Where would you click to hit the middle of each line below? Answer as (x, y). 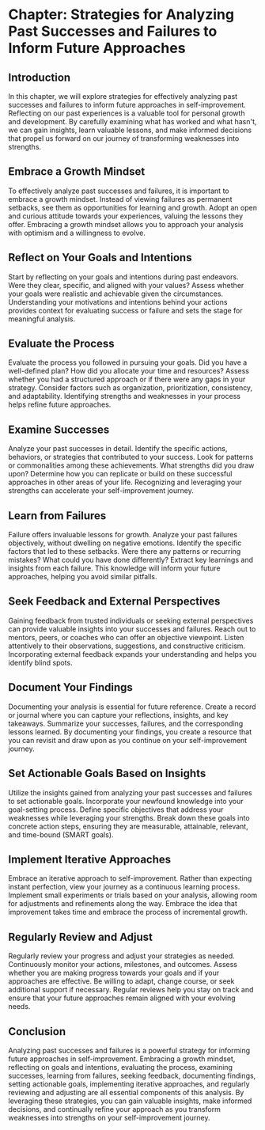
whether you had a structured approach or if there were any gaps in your (127, 379)
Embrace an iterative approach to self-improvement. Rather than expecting (130, 878)
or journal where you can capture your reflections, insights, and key (118, 715)
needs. (19, 1007)
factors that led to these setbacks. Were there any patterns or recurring (125, 552)
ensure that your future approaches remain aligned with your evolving (122, 998)
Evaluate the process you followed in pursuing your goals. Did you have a (128, 362)
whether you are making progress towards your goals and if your (114, 973)
